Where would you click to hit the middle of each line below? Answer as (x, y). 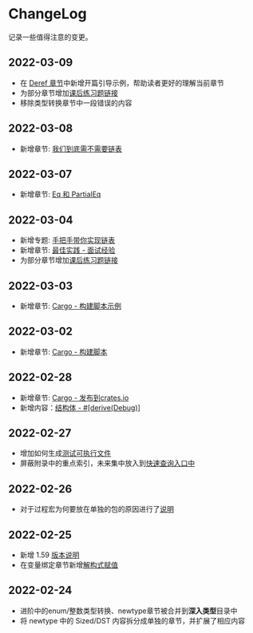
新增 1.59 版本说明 (49, 555)
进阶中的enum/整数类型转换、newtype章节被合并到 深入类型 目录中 (128, 611)
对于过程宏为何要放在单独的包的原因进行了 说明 (97, 509)
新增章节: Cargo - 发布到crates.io (74, 398)
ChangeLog (47, 14)
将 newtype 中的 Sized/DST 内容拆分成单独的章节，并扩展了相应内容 (132, 620)
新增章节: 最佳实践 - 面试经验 (67, 250)
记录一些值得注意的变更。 (50, 37)
